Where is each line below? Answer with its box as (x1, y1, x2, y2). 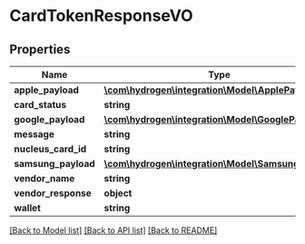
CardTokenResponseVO (9, 5, 193, 26)
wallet (14, 201, 41, 214)
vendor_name (14, 172, 75, 184)
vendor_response (14, 187, 93, 200)
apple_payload (14, 83, 80, 96)
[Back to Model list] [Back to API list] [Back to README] (9, 225, 218, 236)
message (14, 128, 54, 141)
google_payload (14, 113, 85, 125)
